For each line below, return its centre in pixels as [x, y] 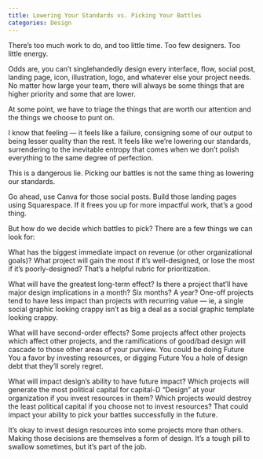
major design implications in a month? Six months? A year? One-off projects [131, 292]
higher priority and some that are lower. [72, 94]
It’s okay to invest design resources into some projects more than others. [126, 430]
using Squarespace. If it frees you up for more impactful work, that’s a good [130, 204]
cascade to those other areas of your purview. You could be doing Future [126, 349]
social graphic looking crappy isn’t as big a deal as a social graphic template [131, 309]
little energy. [28, 53]
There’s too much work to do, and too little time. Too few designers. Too [124, 45]
